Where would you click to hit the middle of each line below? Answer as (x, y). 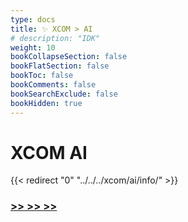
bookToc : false (42, 76)
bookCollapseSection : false (69, 57)
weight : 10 (33, 47)
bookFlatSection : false (60, 66)
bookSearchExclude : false (64, 94)
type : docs (33, 19)
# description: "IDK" (55, 38)
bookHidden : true (46, 103)
